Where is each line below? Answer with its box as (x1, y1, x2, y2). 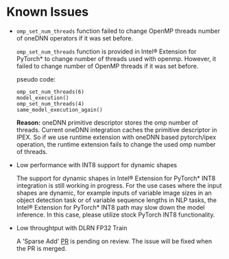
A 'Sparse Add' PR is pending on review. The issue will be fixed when (16, 237, 213, 245)
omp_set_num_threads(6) (16, 88, 85, 95)
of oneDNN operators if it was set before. (16, 34, 134, 42)
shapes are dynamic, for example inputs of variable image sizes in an (16, 188, 212, 197)
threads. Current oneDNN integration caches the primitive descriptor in (16, 125, 217, 134)
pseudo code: (16, 75, 56, 83)
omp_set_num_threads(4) (16, 100, 85, 107)
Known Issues (6, 4, 89, 20)
